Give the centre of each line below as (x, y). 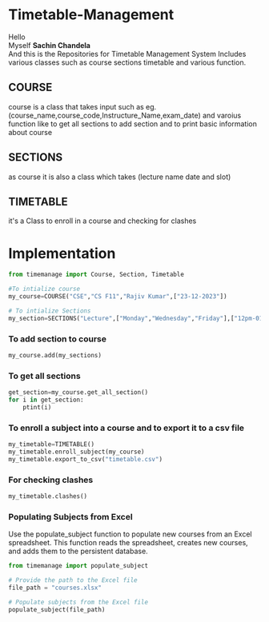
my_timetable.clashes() (48, 496)
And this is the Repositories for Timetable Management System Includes (127, 54)
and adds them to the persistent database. (78, 551)
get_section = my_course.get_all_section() (78, 393)
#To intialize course (44, 289)
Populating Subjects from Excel (71, 516)
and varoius (222, 115)
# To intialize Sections (50, 311)
